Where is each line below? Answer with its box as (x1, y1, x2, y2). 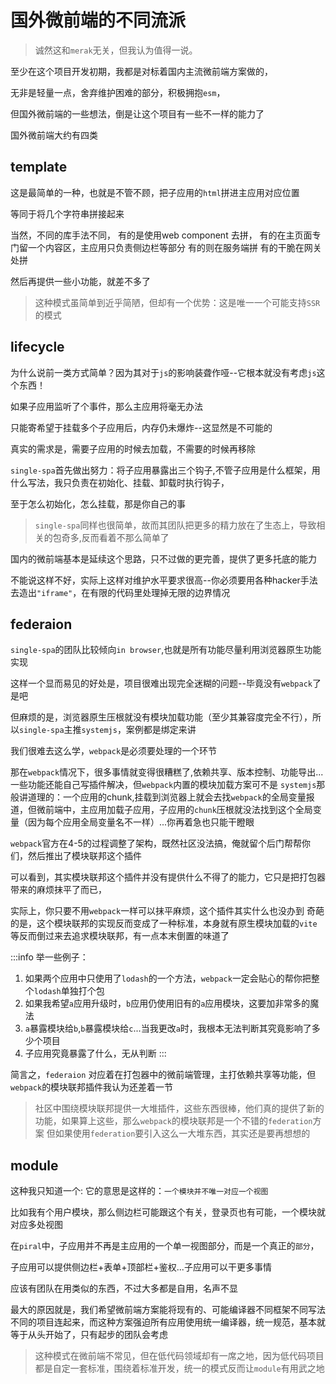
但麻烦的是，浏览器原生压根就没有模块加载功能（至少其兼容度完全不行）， (10, 711, 313, 723)
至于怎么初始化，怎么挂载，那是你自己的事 (10, 497, 186, 510)
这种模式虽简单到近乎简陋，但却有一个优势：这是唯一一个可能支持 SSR (34, 296, 321, 308)
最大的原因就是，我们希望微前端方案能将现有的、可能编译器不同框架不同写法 (10, 1304, 326, 1316)
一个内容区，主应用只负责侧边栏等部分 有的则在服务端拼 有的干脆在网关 (27, 241, 322, 253)
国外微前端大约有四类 (10, 129, 98, 141)
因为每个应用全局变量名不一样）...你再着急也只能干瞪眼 (27, 816, 255, 828)
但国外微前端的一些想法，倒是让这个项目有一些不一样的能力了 (10, 107, 265, 120)
